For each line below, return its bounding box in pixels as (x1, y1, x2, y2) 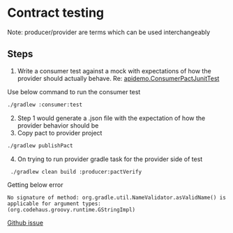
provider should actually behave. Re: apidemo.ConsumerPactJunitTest (17, 74, 220, 82)
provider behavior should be (17, 121, 99, 130)
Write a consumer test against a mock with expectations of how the (17, 66, 211, 75)
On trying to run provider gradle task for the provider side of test (17, 155, 203, 163)
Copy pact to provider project (17, 128, 103, 137)
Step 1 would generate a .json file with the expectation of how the (17, 114, 206, 122)
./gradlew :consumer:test (7, 101, 82, 108)
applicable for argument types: (7, 200, 101, 207)
